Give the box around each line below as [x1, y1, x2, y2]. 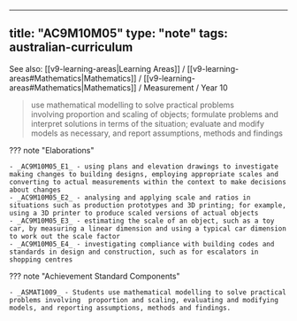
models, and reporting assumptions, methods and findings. [9, 303, 232, 312]
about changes [9, 185, 62, 194]
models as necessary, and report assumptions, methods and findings [30, 128, 283, 138]
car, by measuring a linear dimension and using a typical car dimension [9, 223, 287, 233]
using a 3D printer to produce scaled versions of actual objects [9, 208, 259, 217]
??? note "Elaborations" [9, 145, 95, 155]
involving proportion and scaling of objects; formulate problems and [30, 108, 278, 120]
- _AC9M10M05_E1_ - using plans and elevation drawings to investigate [9, 161, 278, 171]
